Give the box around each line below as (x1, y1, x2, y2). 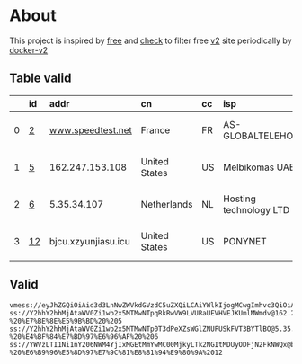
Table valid (9, 71, 72, 86)
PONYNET (223, 235, 267, 247)
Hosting (223, 192, 256, 205)
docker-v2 (9, 44, 49, 55)
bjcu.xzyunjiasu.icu (49, 235, 130, 247)
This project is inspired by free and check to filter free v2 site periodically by (9, 35, 292, 46)
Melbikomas (223, 161, 275, 173)
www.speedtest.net (49, 123, 133, 136)
